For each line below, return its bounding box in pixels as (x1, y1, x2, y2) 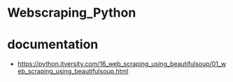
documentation (7, 37, 99, 53)
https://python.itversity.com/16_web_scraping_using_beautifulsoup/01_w (17, 60, 226, 68)
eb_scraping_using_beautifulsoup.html (17, 67, 129, 76)
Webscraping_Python (7, 5, 136, 21)
